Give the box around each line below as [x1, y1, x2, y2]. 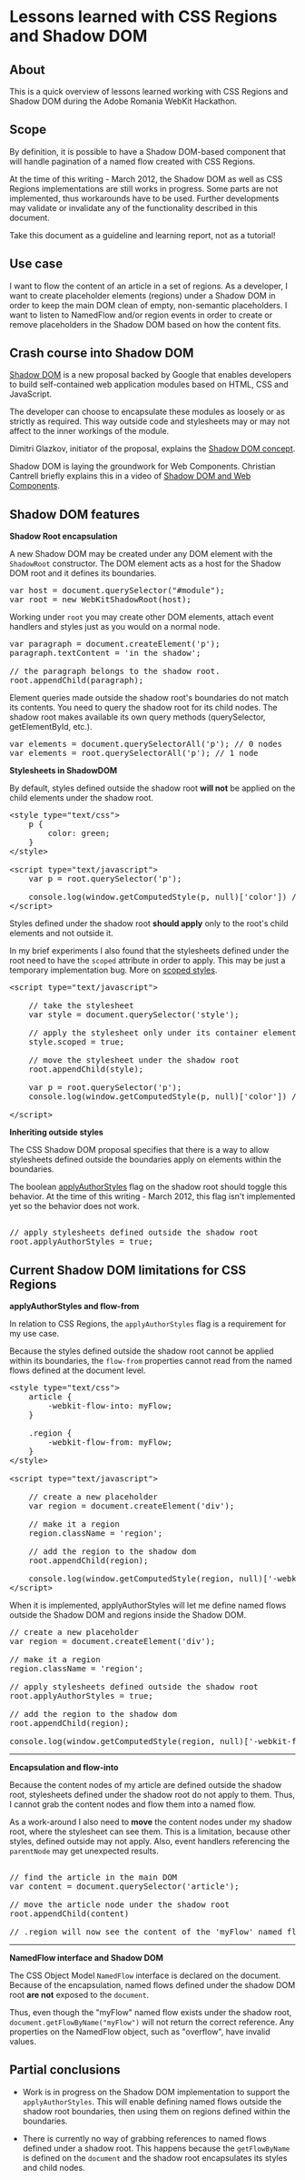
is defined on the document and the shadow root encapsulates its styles [22, 2152, 288, 2163]
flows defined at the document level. [9, 1365, 147, 1376]
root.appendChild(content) [9, 1909, 130, 1919]
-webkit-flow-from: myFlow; [47, 1438, 172, 1448]
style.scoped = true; [28, 1037, 125, 1047]
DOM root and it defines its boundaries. [9, 568, 157, 579]
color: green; [47, 828, 111, 839]
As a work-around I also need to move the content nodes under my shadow [9, 1817, 292, 1828]
